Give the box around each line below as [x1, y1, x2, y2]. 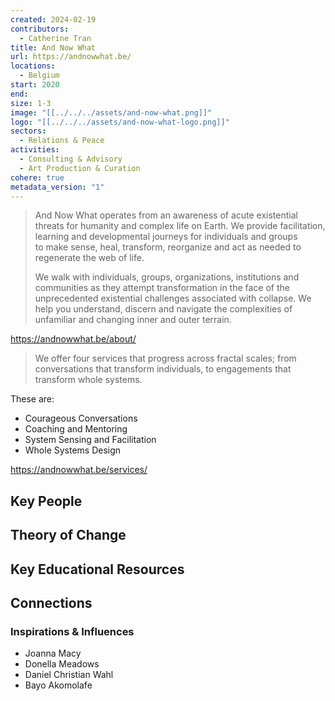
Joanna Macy [24, 647, 82, 660]
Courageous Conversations [24, 412, 138, 425]
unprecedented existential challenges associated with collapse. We [34, 292, 312, 305]
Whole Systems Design [24, 444, 122, 456]
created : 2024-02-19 [10, 14, 97, 25]
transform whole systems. [34, 374, 143, 386]
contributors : [10, 24, 70, 34]
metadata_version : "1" [10, 182, 105, 192]
